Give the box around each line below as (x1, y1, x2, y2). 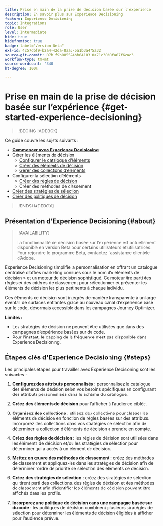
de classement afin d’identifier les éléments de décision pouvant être (12, 485, 151, 491)
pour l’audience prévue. (12, 515, 60, 521)
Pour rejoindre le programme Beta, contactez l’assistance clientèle (17, 249, 150, 256)
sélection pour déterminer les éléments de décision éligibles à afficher (12, 510, 153, 516)
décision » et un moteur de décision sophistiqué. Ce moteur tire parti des (5, 275, 152, 281)
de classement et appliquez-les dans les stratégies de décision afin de (12, 460, 154, 466)
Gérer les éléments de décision (12, 152, 75, 158)
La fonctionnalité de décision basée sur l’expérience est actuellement (17, 239, 156, 245)
